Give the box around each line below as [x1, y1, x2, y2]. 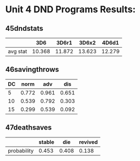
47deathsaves [5, 123, 52, 132]
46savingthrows [5, 65, 59, 74]
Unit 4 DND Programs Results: [5, 4, 136, 15]
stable [38, 138, 55, 146]
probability [8, 147, 34, 154]
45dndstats [5, 24, 44, 33]
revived [78, 138, 98, 146]
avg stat [8, 48, 27, 55]
